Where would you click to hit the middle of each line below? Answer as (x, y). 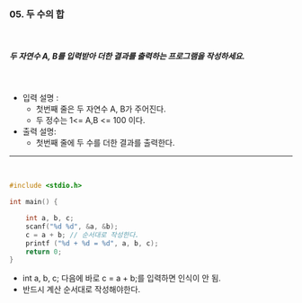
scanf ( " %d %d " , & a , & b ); (72, 227)
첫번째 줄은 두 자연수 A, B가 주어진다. (101, 109)
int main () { (34, 202)
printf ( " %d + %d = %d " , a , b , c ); (92, 243)
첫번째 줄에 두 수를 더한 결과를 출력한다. (105, 143)
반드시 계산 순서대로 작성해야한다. (81, 290)
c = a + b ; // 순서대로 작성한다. (82, 235)
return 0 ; (44, 252)
